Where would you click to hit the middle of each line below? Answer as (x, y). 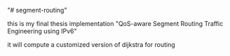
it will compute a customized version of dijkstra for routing (91, 44)
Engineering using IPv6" (42, 31)
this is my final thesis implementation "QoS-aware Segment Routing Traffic (115, 23)
